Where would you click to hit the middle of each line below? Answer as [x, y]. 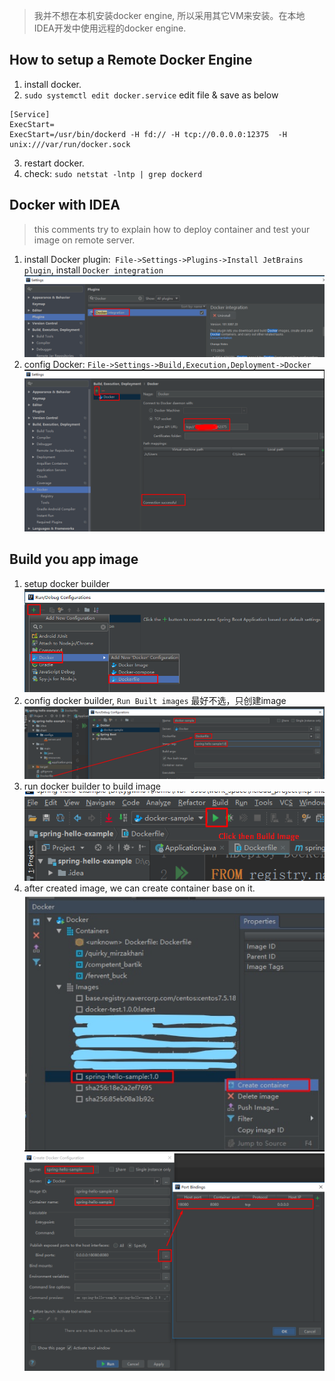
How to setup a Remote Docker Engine [131, 60]
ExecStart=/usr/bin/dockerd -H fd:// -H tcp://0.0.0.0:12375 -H [148, 134]
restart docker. [54, 163]
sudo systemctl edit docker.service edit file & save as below [151, 95]
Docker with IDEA [65, 205]
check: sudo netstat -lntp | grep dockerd [113, 173]
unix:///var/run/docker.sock [70, 144]
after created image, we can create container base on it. [139, 888]
